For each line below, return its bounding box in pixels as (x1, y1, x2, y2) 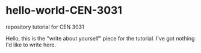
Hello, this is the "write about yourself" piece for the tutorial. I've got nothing (5, 35, 195, 42)
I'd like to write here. (5, 41, 57, 48)
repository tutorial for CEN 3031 (5, 23, 85, 30)
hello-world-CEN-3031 (5, 4, 123, 17)
